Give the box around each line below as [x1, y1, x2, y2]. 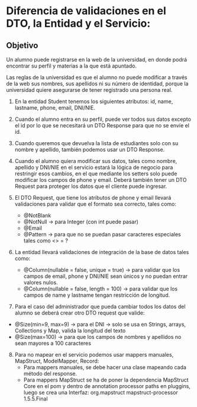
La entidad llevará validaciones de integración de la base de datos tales [14, 249, 189, 255]
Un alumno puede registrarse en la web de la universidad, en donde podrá [6, 56, 188, 63]
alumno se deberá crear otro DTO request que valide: [14, 309, 145, 316]
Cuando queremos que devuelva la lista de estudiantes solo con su [14, 140, 179, 146]
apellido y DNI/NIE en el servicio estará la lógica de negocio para [14, 164, 173, 171]
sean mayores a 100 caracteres [14, 339, 92, 347]
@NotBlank [23, 212, 51, 219]
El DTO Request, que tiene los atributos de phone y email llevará [14, 194, 172, 201]
